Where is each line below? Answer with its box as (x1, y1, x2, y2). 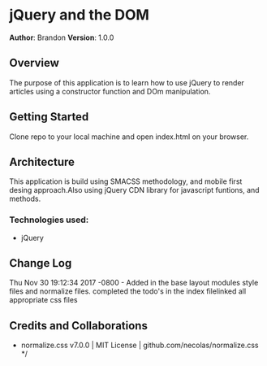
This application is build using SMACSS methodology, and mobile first (9, 176, 243, 186)
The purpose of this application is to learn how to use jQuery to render (9, 77, 244, 87)
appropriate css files (9, 295, 78, 305)
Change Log (9, 256, 72, 270)
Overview (9, 56, 60, 70)
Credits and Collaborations (9, 319, 149, 333)
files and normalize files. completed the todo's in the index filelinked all (9, 286, 247, 296)
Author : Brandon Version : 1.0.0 (9, 33, 114, 42)
